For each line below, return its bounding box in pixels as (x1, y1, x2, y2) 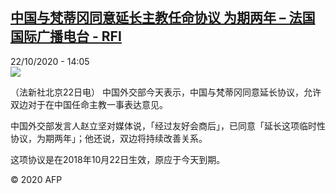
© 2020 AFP (10, 173, 63, 185)
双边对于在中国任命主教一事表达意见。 (10, 98, 168, 110)
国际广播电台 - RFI (10, 28, 122, 45)
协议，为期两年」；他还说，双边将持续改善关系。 (10, 132, 208, 144)
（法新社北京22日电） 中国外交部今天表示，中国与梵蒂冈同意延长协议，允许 (10, 86, 322, 98)
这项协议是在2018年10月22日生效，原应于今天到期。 (10, 153, 226, 165)
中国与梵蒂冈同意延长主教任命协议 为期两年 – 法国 (10, 9, 316, 27)
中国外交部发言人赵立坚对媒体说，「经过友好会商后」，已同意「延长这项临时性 (10, 119, 326, 132)
